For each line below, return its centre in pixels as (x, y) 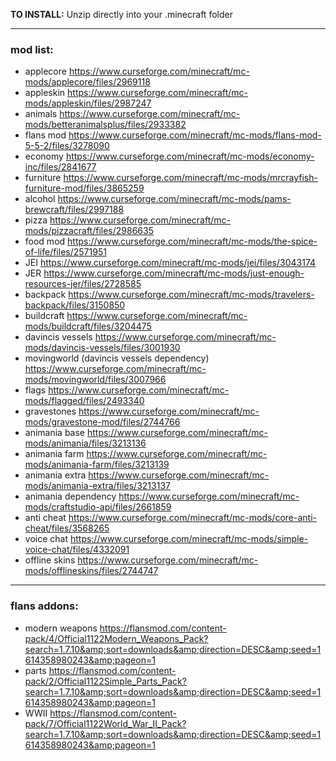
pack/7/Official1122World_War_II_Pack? (105, 723)
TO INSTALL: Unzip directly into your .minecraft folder (121, 14)
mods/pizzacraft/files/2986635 (89, 231)
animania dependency (70, 496)
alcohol (40, 199)
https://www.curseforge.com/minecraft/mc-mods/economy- (190, 156)
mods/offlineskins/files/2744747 (91, 571)
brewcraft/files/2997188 (74, 210)
